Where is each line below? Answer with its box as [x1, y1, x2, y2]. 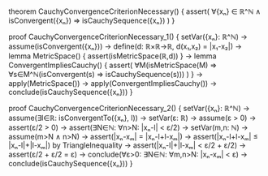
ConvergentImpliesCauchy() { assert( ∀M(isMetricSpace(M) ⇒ [8, 60, 218, 70]
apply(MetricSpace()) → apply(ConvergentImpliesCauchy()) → [8, 79, 218, 88]
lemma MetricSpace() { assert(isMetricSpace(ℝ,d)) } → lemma [8, 51, 217, 61]
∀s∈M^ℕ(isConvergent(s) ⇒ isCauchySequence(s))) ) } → [8, 70, 203, 79]
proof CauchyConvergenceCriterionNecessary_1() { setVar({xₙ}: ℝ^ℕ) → [8, 32, 248, 41]
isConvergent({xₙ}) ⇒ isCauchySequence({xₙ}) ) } [8, 15, 175, 25]
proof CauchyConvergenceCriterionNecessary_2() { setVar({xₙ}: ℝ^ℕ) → [8, 104, 250, 113]
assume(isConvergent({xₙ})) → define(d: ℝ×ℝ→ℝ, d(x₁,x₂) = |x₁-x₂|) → [8, 41, 242, 51]
